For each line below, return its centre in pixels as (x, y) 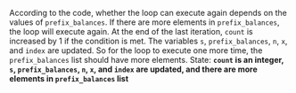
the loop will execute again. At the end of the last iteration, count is (131, 31)
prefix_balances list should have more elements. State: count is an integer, (147, 60)
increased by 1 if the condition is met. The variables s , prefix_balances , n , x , (148, 41)
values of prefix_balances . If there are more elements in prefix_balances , (144, 22)
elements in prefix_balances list (69, 78)
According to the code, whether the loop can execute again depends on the (148, 13)
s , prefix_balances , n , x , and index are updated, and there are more (134, 69)
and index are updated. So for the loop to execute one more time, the (136, 50)
